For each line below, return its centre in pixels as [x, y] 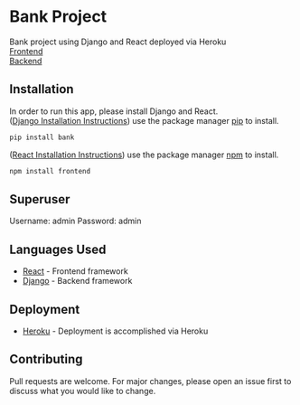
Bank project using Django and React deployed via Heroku [118, 42]
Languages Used [58, 249]
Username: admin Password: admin [75, 221]
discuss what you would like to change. [83, 391]
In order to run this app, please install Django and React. [114, 111]
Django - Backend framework [77, 281]
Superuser [40, 199]
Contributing [46, 359]
